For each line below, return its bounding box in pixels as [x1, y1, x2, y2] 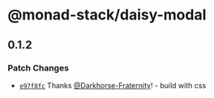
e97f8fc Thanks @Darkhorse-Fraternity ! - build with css [19, 80, 207, 90]
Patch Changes [7, 62, 70, 74]
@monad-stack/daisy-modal [7, 6, 207, 24]
